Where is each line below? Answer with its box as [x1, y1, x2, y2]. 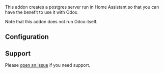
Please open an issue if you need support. [5, 62, 91, 68]
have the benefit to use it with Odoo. [5, 9, 79, 15]
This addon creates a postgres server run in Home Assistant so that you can [5, 4, 159, 10]
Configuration [5, 33, 49, 41]
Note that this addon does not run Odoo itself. [5, 19, 98, 24]
